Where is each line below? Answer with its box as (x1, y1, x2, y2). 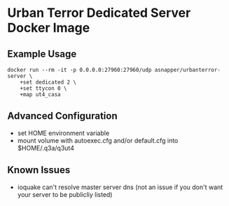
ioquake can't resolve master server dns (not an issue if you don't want (17, 183, 223, 191)
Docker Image (7, 20, 90, 36)
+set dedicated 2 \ (20, 79, 77, 86)
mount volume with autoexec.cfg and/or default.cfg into (17, 136, 179, 145)
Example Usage (7, 48, 77, 60)
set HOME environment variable (17, 129, 110, 137)
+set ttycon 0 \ (20, 85, 68, 92)
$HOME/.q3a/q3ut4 (17, 143, 75, 152)
